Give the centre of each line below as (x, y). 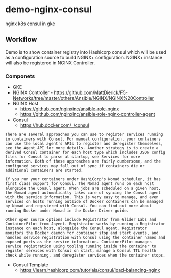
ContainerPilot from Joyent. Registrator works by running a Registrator (86, 224)
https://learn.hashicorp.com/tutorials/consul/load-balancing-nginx (90, 270)
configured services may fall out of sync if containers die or (75, 166)
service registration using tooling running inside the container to (81, 246)
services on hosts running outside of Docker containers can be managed (84, 202)
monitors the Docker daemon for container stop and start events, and (82, 233)
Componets (20, 76)
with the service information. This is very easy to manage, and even (82, 197)
